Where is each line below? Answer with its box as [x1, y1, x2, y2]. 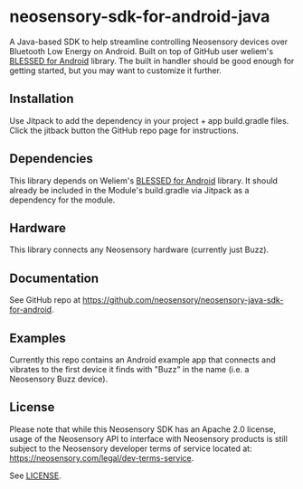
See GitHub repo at [9, 295, 81, 306]
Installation [9, 91, 74, 107]
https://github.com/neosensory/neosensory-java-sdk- [82, 295, 284, 306]
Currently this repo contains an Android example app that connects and [9, 354, 276, 365]
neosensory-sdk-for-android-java [9, 6, 270, 27]
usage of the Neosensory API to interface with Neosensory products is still [9, 433, 288, 444]
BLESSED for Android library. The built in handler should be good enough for [9, 55, 295, 66]
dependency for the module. [9, 194, 116, 205]
